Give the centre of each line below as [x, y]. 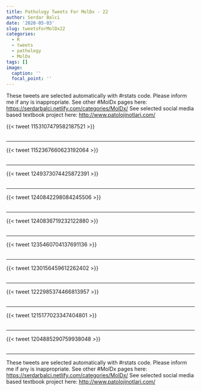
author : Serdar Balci [33, 17]
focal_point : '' [32, 79]
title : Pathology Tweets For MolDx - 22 [57, 12]
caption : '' [27, 73]
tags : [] [17, 62]
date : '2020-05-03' [31, 23]
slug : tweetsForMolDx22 [36, 28]
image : [14, 67]
